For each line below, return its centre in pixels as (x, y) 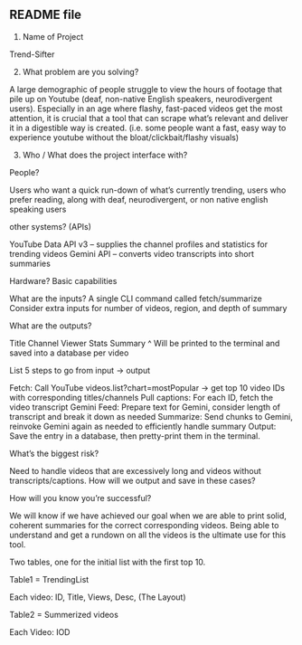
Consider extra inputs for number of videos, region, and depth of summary (148, 308)
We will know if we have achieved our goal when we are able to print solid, (148, 516)
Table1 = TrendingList (49, 579)
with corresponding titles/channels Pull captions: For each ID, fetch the (142, 397)
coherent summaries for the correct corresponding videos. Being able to (144, 525)
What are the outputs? (51, 326)
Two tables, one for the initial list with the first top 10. (108, 562)
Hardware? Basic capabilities (63, 280)
